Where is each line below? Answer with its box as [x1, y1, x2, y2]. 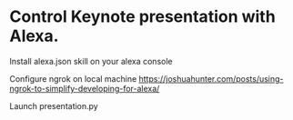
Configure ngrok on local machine [9, 73, 137, 84]
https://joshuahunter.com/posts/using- [138, 73, 284, 84]
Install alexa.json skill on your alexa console [9, 55, 173, 66]
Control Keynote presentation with [9, 6, 276, 27]
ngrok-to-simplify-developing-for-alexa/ [9, 83, 160, 94]
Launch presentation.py [9, 100, 98, 111]
